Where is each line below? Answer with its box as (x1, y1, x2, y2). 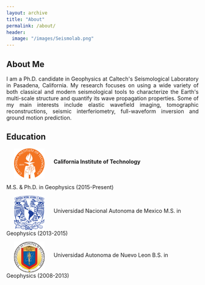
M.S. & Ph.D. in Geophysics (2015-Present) (6, 184, 114, 191)
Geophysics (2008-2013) (6, 272, 70, 280)
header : (6, 29, 26, 35)
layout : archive (6, 10, 48, 16)
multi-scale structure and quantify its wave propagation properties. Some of (6, 95, 199, 102)
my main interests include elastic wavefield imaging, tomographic (6, 101, 199, 108)
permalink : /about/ (6, 23, 56, 29)
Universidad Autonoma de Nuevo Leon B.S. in (53, 251, 169, 259)
